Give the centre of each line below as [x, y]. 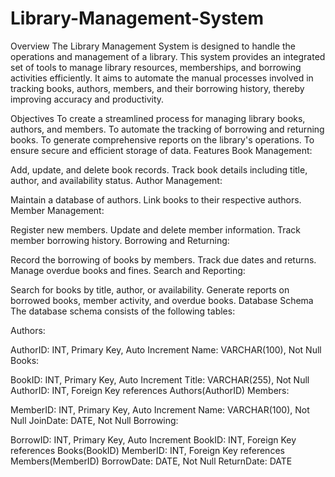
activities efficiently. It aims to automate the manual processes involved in [162, 78]
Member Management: [57, 210]
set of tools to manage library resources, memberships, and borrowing [156, 67]
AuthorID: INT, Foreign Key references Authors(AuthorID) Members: [150, 390]
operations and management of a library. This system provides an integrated [168, 56]
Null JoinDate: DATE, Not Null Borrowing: [94, 420]
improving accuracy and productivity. [87, 99]
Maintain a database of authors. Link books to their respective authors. [156, 199]
